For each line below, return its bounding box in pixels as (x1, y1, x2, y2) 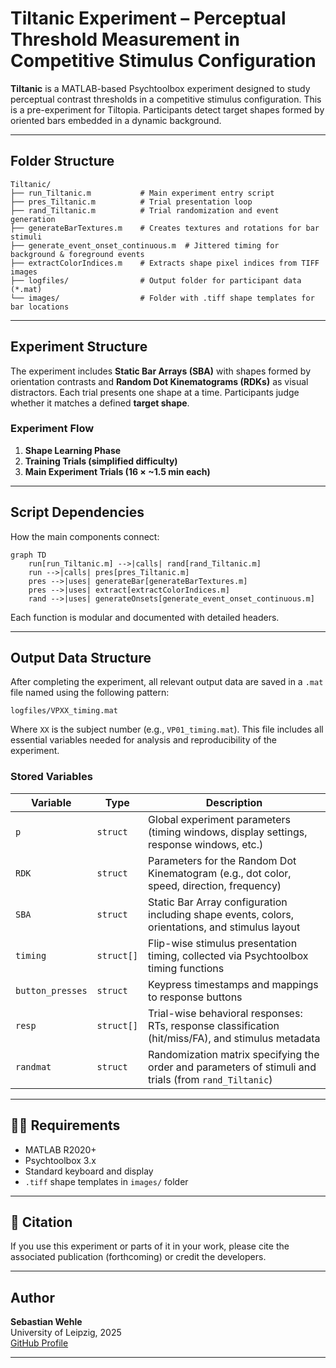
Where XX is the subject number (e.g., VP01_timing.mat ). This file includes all (10, 723, 324, 736)
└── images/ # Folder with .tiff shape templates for (10, 293, 315, 303)
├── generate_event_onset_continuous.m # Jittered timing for (10, 240, 280, 251)
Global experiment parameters (148, 812, 291, 826)
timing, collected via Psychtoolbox (148, 948, 309, 962)
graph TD (10, 550, 47, 560)
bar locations (10, 302, 70, 312)
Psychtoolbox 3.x (24, 1154, 97, 1166)
